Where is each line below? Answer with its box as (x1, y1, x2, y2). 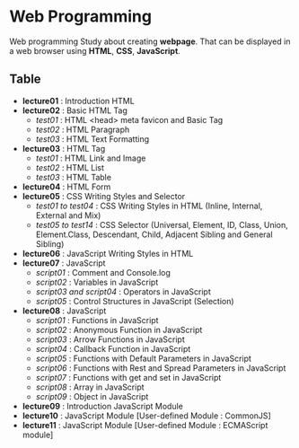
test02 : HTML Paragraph (35, 124, 130, 135)
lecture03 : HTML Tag (22, 143, 106, 154)
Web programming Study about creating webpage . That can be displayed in (9, 36, 291, 47)
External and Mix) (35, 209, 101, 221)
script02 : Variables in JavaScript (35, 277, 159, 287)
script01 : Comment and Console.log (35, 267, 171, 277)
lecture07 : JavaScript (22, 258, 106, 268)
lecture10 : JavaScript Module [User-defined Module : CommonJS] (22, 410, 271, 421)
